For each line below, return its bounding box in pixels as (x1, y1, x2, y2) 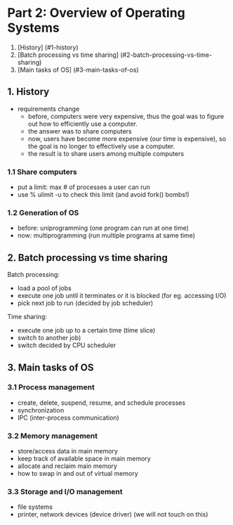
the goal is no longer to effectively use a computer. (27, 142, 175, 150)
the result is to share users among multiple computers (27, 149, 185, 157)
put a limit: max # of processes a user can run (17, 183, 151, 191)
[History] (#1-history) (17, 43, 79, 51)
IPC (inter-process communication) (17, 413, 119, 422)
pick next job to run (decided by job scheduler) (17, 299, 154, 307)
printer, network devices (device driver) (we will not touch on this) (17, 510, 208, 519)
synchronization (17, 406, 65, 414)
